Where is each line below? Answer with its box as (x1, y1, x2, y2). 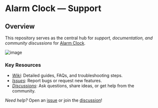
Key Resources (5, 62, 41, 68)
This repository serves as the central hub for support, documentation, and (5, 35, 153, 41)
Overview (5, 22, 35, 31)
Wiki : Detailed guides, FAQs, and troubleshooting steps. (12, 73, 123, 78)
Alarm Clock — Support (5, 3, 101, 14)
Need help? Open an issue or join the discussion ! (5, 97, 102, 103)
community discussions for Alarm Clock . (5, 40, 86, 46)
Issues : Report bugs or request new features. (12, 78, 102, 84)
